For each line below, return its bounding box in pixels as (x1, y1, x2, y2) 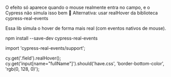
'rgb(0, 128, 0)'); (5, 66, 40, 72)
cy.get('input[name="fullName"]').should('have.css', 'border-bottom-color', (5, 61, 164, 66)
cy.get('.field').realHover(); (5, 55, 62, 61)
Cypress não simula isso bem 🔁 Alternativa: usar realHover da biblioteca (5, 10, 158, 16)
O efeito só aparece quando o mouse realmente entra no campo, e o (5, 5, 150, 10)
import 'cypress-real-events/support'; (5, 45, 86, 51)
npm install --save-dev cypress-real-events (5, 35, 98, 41)
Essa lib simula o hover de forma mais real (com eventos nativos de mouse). (5, 25, 166, 31)
